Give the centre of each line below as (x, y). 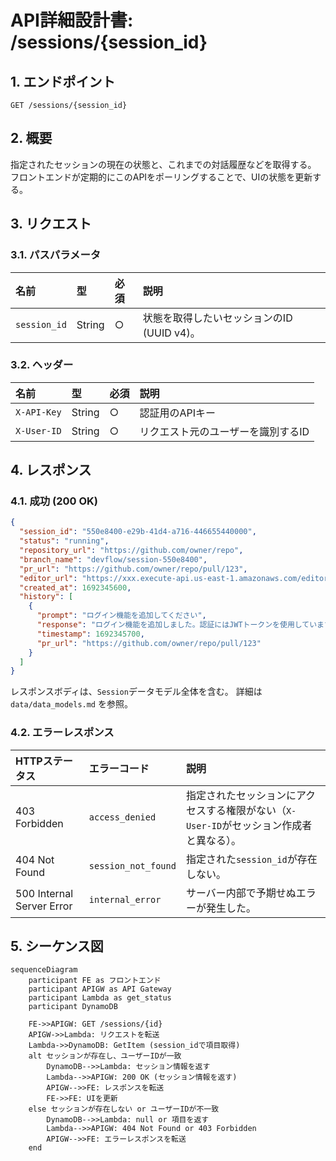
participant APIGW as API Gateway (100, 989)
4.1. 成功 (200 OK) (54, 501)
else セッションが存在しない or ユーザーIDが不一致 (124, 1109)
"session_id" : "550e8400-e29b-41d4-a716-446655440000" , (138, 532)
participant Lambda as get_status (100, 998)
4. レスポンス (51, 470)
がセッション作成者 (267, 825)
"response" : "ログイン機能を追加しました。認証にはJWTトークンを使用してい (177, 625)
